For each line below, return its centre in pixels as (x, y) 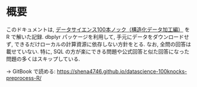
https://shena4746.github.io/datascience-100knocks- (122, 71)
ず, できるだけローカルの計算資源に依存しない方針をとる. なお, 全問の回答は (98, 44)
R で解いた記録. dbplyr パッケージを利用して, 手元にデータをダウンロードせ (98, 36)
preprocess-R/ (24, 78)
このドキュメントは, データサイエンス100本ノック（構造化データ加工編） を (98, 29)
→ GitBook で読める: (31, 71)
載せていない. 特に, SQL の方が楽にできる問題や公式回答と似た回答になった (98, 51)
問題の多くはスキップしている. (43, 59)
